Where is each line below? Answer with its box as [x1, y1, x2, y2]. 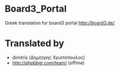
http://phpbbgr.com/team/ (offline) [12, 59, 85, 66]
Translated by [5, 38, 65, 49]
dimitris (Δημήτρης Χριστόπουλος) [12, 54, 85, 60]
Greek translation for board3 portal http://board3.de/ [5, 20, 115, 26]
